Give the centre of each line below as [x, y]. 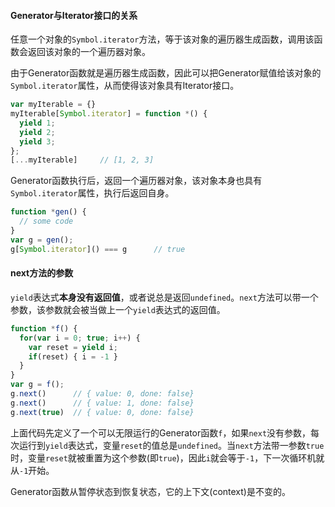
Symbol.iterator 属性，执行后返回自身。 [92, 193]
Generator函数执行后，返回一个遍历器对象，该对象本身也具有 [136, 181]
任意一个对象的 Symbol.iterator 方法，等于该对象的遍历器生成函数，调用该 [162, 39]
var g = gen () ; [42, 240]
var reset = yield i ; [73, 347]
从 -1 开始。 [32, 470]
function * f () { [44, 328]
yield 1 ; [37, 123]
